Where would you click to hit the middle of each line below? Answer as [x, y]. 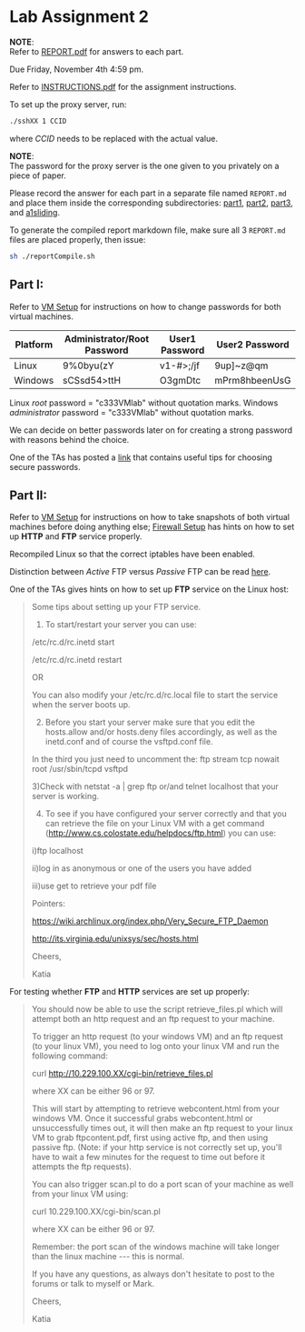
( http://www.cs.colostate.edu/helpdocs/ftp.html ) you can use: [161, 833]
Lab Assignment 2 [79, 17]
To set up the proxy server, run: [68, 104]
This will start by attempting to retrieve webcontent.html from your [155, 1109]
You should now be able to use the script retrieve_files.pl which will [157, 1009]
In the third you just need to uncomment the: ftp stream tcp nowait [155, 759]
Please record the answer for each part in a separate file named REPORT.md [148, 193]
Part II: [28, 495]
